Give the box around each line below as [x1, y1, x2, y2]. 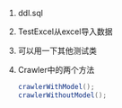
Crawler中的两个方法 [17, 65, 95, 75]
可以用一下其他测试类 [17, 45, 97, 56]
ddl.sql [17, 8, 43, 18]
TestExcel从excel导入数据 [17, 26, 113, 37]
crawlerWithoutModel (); [17, 90, 108, 100]
